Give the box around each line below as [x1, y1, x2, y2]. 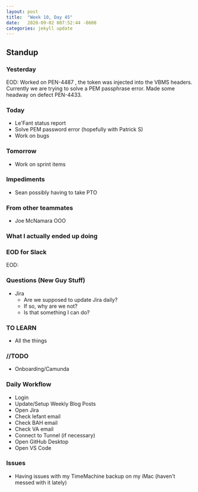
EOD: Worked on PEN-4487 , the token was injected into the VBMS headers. [6, 78, 193, 86]
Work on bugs [14, 132, 49, 140]
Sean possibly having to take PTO [14, 188, 98, 196]
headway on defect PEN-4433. [6, 91, 82, 98]
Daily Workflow [6, 380, 52, 389]
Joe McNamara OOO [14, 217, 66, 225]
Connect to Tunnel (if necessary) [14, 431, 96, 439]
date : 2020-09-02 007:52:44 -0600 [6, 20, 97, 26]
